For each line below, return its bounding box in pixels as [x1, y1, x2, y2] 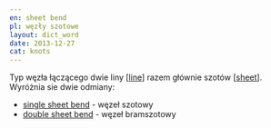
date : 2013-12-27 [9, 38, 75, 48]
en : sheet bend [9, 13, 67, 23]
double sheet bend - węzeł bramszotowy [22, 109, 176, 120]
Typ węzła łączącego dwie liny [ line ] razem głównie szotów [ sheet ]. [9, 72, 263, 83]
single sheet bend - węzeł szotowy [22, 99, 154, 110]
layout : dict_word [9, 30, 79, 39]
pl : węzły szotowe [9, 22, 79, 31]
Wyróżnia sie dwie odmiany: [9, 82, 115, 93]
